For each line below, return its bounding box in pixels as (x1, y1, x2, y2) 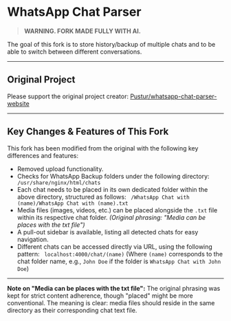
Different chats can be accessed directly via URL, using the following (16, 242, 213, 251)
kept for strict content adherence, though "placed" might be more (7, 291, 194, 300)
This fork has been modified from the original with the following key (7, 144, 199, 152)
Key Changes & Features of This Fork (7, 126, 169, 137)
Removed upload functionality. (16, 164, 104, 173)
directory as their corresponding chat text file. (7, 306, 137, 314)
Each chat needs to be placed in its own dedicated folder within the (16, 185, 208, 193)
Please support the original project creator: (7, 92, 129, 100)
